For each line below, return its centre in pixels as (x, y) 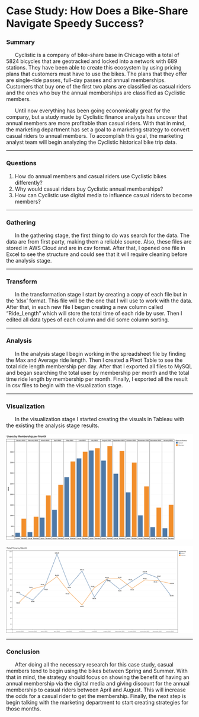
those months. (24, 709)
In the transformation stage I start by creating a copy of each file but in (101, 295)
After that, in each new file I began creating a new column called (85, 307)
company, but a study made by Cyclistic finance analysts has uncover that (97, 117)
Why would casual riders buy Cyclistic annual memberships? (89, 189)
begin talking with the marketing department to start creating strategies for (97, 703)
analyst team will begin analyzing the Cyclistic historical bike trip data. (92, 142)
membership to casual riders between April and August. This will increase (96, 690)
